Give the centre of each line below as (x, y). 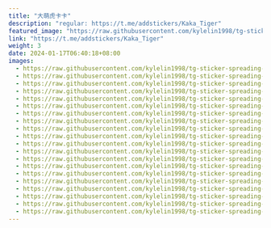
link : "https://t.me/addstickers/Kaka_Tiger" (86, 38)
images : (21, 61)
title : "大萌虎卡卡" (40, 16)
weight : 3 (25, 46)
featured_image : (35, 31)
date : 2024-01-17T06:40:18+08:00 (65, 53)
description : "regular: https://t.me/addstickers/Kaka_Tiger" (115, 23)
